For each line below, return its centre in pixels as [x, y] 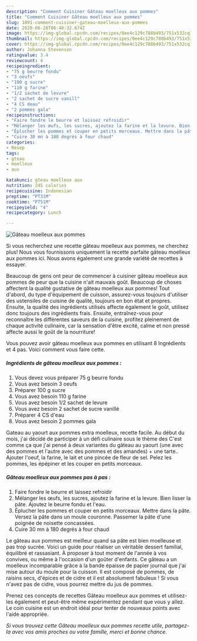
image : [14, 33]
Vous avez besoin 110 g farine [50, 397]
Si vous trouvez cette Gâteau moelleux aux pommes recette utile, [85, 626]
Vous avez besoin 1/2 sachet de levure [61, 403]
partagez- [177, 626]
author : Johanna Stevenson [39, 50]
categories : [21, 142]
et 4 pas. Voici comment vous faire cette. [56, 350]
